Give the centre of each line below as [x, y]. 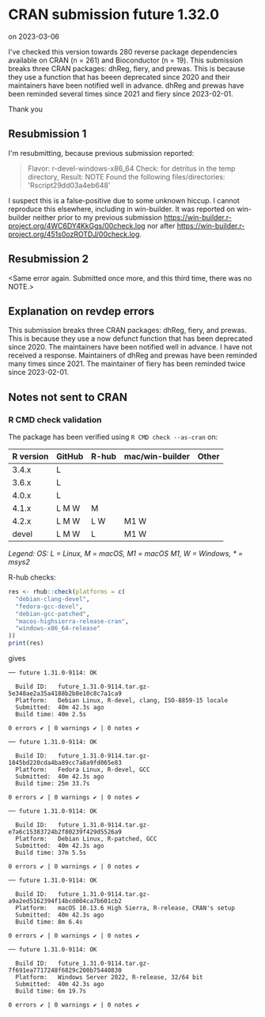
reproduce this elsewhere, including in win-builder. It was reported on [122, 209]
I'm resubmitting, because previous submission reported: [101, 153]
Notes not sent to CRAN [68, 397]
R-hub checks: [32, 577]
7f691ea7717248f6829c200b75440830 [65, 970]
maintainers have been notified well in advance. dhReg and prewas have [126, 85]
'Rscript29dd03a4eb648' [69, 185]
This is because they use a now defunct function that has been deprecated [131, 338]
